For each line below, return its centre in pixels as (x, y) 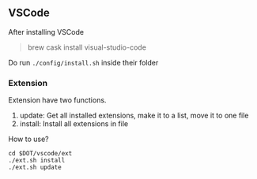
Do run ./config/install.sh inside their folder (83, 62)
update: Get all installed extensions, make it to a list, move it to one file (134, 116)
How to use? (28, 139)
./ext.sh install (37, 161)
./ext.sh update (35, 168)
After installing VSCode (46, 32)
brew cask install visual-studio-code (87, 47)
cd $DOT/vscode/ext (40, 154)
